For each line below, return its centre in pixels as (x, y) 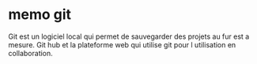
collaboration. (30, 53)
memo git (40, 15)
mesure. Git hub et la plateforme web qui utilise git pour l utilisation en (122, 44)
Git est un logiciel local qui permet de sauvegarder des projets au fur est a (129, 36)
